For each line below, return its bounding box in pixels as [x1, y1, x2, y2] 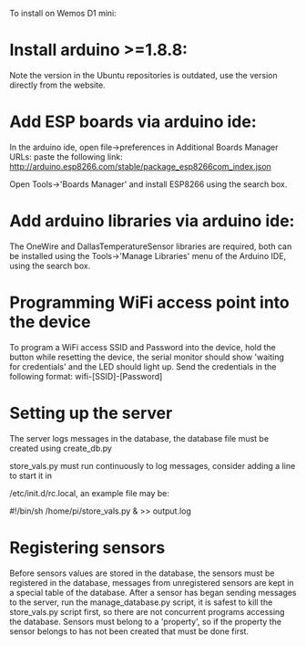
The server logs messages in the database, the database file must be [9, 432, 270, 443]
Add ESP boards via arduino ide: [9, 111, 257, 132]
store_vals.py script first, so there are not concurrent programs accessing [9, 606, 285, 617]
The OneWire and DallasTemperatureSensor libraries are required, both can [9, 241, 292, 252]
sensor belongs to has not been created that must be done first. [9, 625, 249, 637]
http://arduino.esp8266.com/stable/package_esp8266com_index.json [9, 161, 271, 172]
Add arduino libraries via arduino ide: [9, 211, 295, 232]
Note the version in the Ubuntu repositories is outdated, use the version [9, 69, 278, 80]
